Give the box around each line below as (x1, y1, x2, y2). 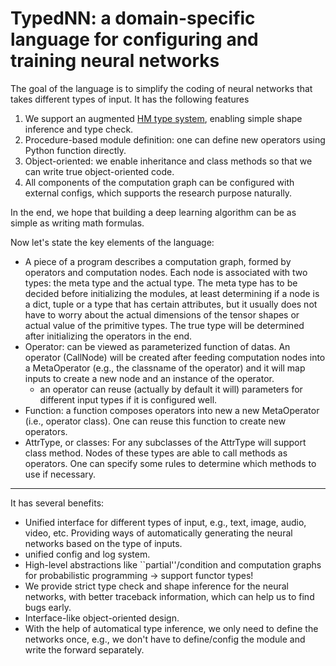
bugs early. (24, 601, 72, 613)
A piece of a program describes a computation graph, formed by (24, 255, 292, 267)
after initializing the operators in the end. (24, 330, 193, 342)
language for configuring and (10, 28, 259, 51)
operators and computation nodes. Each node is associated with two (24, 266, 308, 278)
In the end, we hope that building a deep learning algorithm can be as (10, 206, 297, 218)
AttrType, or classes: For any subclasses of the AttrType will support (24, 436, 307, 448)
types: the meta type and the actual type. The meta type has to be (24, 277, 298, 289)
